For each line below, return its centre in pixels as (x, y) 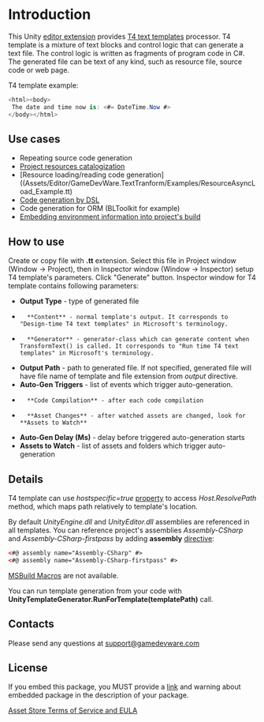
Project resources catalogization (72, 167)
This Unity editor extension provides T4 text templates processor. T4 (119, 36)
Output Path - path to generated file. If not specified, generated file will (136, 368)
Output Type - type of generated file (79, 301)
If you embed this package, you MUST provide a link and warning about (125, 687)
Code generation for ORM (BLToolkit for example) (100, 209)
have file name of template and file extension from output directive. (128, 376)
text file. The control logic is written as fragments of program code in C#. (127, 53)
